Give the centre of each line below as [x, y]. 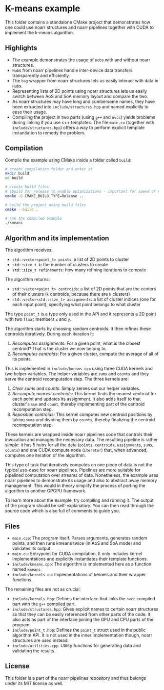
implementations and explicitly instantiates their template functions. [80, 559]
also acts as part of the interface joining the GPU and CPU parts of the [83, 619]
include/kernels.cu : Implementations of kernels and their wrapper [79, 574]
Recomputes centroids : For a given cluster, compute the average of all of [85, 354]
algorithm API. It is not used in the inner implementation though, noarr [82, 635]
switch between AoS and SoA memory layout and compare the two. [80, 96]
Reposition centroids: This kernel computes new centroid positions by [82, 414]
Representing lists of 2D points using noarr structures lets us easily [80, 91]
